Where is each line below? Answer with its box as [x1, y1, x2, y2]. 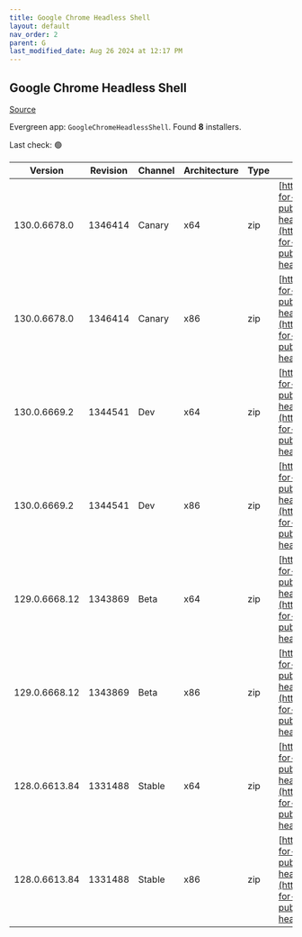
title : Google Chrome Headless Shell [9, 13, 151, 23]
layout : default [9, 22, 70, 31]
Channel [138, 164, 175, 177]
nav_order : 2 [9, 30, 58, 39]
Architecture [183, 164, 240, 177]
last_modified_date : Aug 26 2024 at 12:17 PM [9, 47, 182, 56]
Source [9, 104, 36, 114]
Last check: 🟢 [9, 139, 63, 150]
